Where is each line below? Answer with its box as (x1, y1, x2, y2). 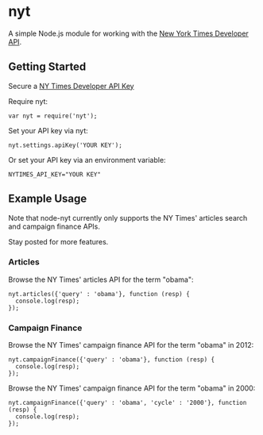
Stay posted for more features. (8, 237, 109, 246)
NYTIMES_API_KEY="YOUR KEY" (8, 170, 102, 179)
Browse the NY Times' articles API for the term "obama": (8, 275, 194, 284)
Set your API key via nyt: (8, 125, 89, 135)
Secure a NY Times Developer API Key (8, 81, 134, 90)
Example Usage (8, 192, 87, 206)
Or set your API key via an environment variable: (8, 155, 166, 164)
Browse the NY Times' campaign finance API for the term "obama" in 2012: (8, 341, 254, 350)
